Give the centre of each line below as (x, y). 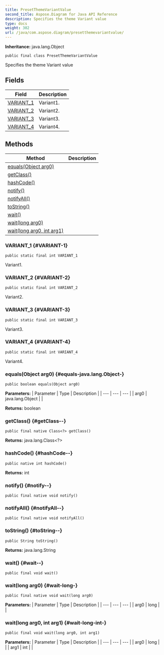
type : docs (16, 23)
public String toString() (31, 541)
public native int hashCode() (36, 463)
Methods (19, 144)
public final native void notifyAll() (45, 518)
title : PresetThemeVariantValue (38, 10)
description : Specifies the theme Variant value (56, 19)
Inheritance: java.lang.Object (35, 47)
